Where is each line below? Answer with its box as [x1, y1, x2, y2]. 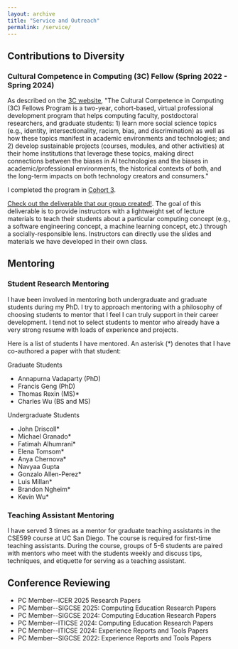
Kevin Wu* [17, 492, 50, 501]
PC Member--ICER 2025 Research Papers [17, 596, 141, 604]
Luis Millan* [17, 477, 53, 486]
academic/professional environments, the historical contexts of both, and [7, 164, 222, 173]
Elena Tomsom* [17, 447, 65, 456]
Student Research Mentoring [7, 279, 109, 289]
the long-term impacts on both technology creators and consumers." [7, 172, 209, 181]
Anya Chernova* [17, 454, 67, 463]
